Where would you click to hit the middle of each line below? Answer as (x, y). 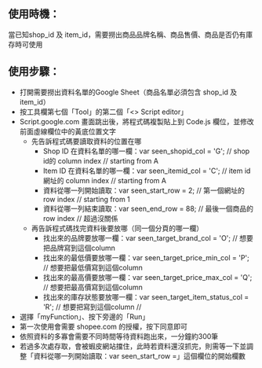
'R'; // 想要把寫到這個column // (92, 307)
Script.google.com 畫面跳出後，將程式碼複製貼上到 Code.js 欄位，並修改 (136, 121)
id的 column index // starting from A (101, 160)
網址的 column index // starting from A (105, 180)
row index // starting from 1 (87, 199)
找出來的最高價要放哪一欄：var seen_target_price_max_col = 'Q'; (147, 277)
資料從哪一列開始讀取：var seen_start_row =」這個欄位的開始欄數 (139, 355)
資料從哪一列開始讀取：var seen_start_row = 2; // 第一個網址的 (144, 190)
